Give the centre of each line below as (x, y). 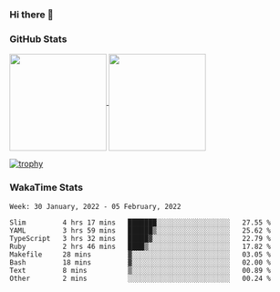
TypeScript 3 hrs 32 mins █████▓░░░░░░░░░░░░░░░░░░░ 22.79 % (140, 238)
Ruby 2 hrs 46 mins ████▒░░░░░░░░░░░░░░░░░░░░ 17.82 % (140, 246)
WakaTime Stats (47, 188)
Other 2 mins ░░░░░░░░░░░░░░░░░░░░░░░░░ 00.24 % (140, 278)
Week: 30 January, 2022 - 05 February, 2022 (95, 206)
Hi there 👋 (32, 15)
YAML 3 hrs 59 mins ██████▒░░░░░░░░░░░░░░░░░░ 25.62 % (140, 230)
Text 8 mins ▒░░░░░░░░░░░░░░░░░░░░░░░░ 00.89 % (140, 270)
